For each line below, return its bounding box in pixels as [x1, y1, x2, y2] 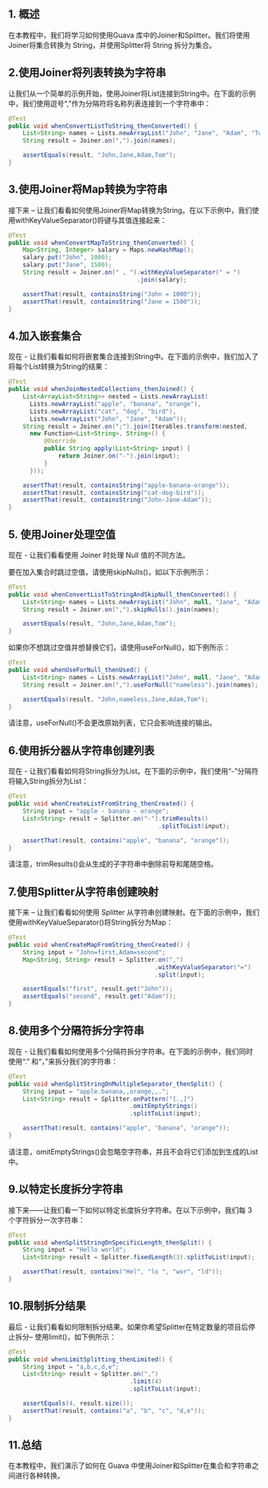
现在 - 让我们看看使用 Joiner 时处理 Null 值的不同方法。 [8, 550, 190, 560]
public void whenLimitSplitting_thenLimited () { [8, 1355, 173, 1363]
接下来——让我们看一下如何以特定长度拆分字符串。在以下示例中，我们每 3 [8, 1205, 253, 1215]
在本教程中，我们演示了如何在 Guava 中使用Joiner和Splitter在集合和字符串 [8, 1461, 253, 1470]
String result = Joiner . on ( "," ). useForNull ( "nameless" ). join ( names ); [22, 681, 259, 689]
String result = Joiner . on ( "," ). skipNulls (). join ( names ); [22, 605, 219, 613]
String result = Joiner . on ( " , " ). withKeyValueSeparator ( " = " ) [22, 268, 241, 277]
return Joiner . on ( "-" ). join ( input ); [58, 452, 180, 460]
